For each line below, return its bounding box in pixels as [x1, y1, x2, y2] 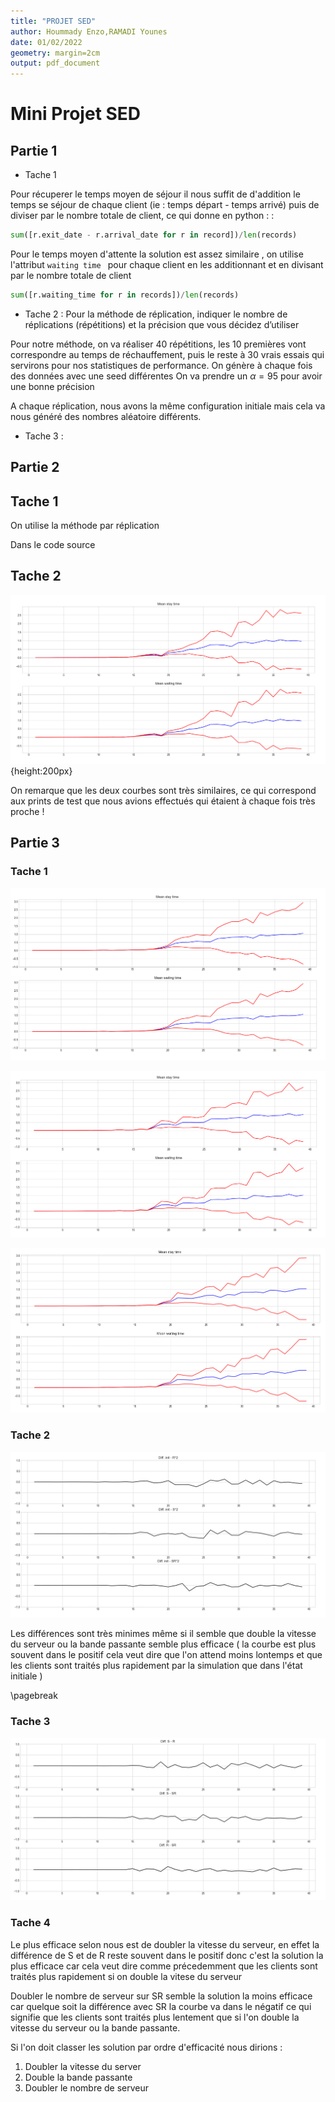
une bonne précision [10, 380, 95, 392]
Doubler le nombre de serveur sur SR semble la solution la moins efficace [10, 1990, 313, 2002]
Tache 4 [10, 1916, 51, 1930]
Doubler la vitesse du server [24, 2060, 142, 2072]
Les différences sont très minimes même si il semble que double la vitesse [10, 1628, 317, 1640]
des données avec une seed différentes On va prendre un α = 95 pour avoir [10, 370, 323, 382]
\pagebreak [10, 1690, 58, 1702]
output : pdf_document [10, 58, 101, 69]
